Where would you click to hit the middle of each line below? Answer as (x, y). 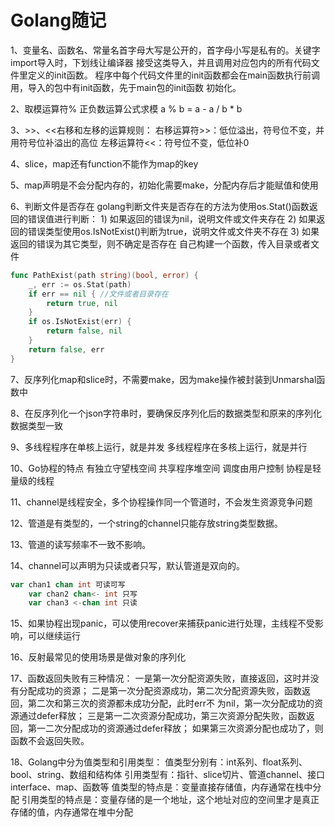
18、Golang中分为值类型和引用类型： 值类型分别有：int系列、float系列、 (159, 762)
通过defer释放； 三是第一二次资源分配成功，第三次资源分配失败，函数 (162, 716)
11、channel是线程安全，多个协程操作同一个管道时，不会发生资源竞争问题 (161, 502)
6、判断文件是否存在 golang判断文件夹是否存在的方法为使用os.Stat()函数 (160, 206)
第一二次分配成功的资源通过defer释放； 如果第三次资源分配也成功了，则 (175, 728)
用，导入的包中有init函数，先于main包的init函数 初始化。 (126, 87)
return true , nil (82, 303)
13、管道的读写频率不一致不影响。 (81, 544)
